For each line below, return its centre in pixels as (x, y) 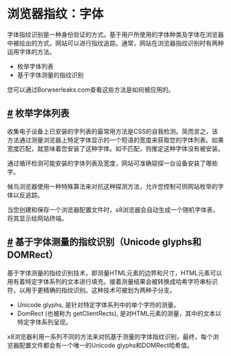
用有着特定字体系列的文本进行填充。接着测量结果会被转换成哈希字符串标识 (112, 281)
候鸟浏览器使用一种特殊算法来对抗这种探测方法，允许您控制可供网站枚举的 (112, 186)
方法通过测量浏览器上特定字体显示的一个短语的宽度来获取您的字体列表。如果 (115, 140)
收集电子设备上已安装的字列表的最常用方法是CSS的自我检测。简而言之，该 (113, 131)
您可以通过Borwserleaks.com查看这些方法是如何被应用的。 (91, 90)
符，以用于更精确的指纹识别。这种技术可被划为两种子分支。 (91, 290)
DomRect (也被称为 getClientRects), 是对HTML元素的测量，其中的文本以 (119, 313)
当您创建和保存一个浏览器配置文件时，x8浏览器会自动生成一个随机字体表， (113, 209)
